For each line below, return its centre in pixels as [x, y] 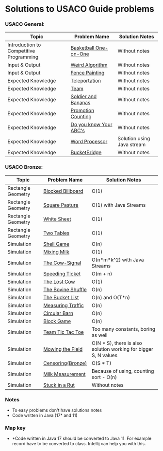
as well [99, 335]
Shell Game [56, 244]
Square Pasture [61, 205]
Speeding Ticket [62, 273]
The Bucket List [61, 297]
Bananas [81, 103]
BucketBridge [86, 153]
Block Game [57, 321]
